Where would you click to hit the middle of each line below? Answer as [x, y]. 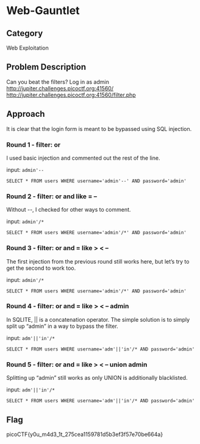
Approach [26, 114]
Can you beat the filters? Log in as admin [58, 82]
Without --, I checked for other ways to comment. [69, 210]
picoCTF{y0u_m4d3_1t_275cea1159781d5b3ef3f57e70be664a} [85, 434]
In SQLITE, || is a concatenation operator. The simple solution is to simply [98, 319]
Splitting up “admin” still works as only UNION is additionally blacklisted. [97, 378]
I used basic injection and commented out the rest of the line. [83, 158]
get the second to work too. [41, 268]
